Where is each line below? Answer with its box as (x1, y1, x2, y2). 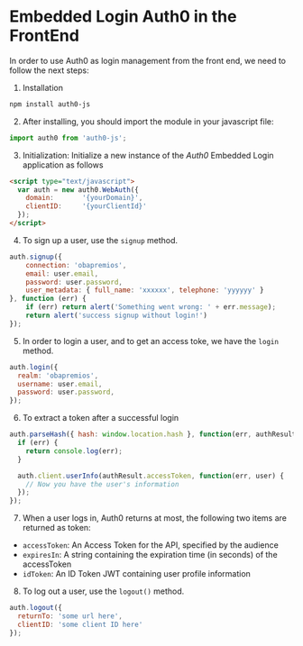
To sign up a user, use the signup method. (22, 234, 179, 245)
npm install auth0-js (9, 99, 91, 109)
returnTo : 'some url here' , (17, 612, 124, 621)
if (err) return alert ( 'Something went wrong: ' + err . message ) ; (25, 303, 277, 312)
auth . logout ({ (9, 604, 63, 613)
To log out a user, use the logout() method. (22, 586, 185, 596)
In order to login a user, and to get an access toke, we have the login (22, 335, 280, 346)
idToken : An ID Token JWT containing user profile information (22, 569, 251, 579)
